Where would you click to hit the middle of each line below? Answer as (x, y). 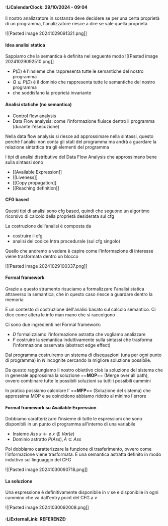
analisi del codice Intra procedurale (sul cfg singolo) (66, 241)
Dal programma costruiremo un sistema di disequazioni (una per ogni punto (83, 355)
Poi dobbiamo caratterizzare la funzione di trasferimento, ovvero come (78, 449)
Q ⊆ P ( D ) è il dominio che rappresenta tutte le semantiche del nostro (84, 82)
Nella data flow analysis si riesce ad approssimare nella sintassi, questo (79, 136)
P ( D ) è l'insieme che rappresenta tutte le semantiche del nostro (78, 71)
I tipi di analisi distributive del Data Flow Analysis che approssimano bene (81, 157)
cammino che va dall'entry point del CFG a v (51, 498)
